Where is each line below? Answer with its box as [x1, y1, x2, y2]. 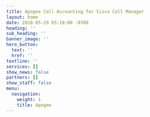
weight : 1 [17, 96, 42, 102]
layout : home [6, 14, 39, 20]
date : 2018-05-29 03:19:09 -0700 [6, 19, 89, 25]
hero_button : [6, 42, 39, 48]
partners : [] [6, 74, 39, 80]
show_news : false [6, 69, 49, 75]
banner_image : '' [6, 36, 49, 42]
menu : [6, 86, 20, 92]
